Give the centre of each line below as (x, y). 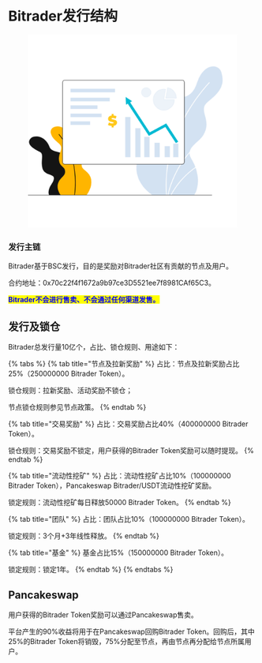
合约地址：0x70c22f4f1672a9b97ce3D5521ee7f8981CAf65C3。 (112, 283)
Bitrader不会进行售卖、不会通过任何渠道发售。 (84, 299)
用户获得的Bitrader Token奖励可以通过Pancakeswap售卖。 (103, 615)
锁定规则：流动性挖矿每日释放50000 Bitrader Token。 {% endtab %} (120, 503)
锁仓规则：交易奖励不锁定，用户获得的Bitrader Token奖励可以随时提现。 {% (131, 451)
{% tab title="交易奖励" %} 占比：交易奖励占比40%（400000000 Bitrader (128, 424)
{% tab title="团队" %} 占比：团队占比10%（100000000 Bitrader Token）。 (129, 519)
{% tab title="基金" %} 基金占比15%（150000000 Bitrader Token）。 (118, 552)
